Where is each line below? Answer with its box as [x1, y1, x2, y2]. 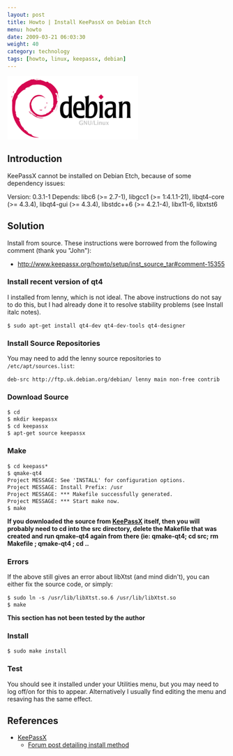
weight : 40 [7, 41, 39, 48]
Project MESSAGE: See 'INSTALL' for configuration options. [7, 477, 186, 484]
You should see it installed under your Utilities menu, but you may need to [7, 680, 219, 688]
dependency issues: [7, 179, 66, 187]
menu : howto [7, 26, 42, 33]
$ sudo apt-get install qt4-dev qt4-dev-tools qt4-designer [7, 322, 186, 329]
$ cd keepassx [7, 423, 49, 430]
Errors [7, 556, 29, 566]
